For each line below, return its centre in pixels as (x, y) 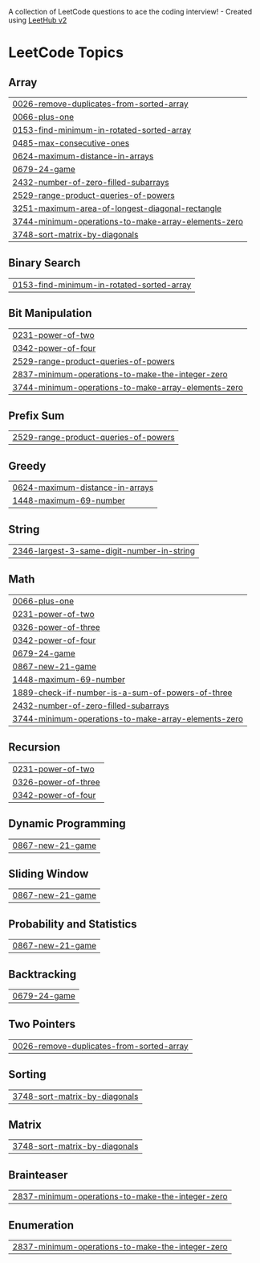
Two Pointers (42, 1024)
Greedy (27, 466)
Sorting (27, 1074)
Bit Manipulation (50, 313)
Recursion (35, 747)
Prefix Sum (37, 416)
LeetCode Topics (66, 53)
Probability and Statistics (73, 924)
